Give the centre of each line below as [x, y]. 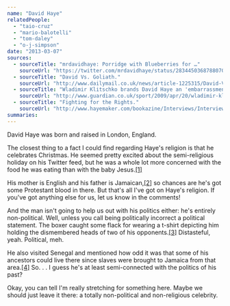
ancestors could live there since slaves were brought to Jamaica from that [112, 260]
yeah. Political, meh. [36, 239]
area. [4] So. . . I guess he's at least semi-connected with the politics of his [112, 267]
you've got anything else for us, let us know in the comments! [94, 197]
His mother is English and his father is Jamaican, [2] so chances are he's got [114, 182]
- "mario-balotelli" [42, 32]
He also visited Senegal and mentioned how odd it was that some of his [108, 253]
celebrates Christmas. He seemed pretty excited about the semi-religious [111, 155]
